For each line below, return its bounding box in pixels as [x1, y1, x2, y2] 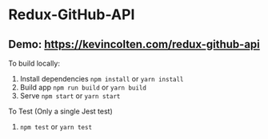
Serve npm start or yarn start [19, 91, 121, 101]
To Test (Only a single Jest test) [8, 106, 114, 116]
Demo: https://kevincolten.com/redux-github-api [8, 38, 260, 51]
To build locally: [8, 58, 60, 68]
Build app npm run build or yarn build [19, 82, 146, 92]
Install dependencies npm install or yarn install [19, 74, 184, 83]
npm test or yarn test [19, 122, 93, 131]
